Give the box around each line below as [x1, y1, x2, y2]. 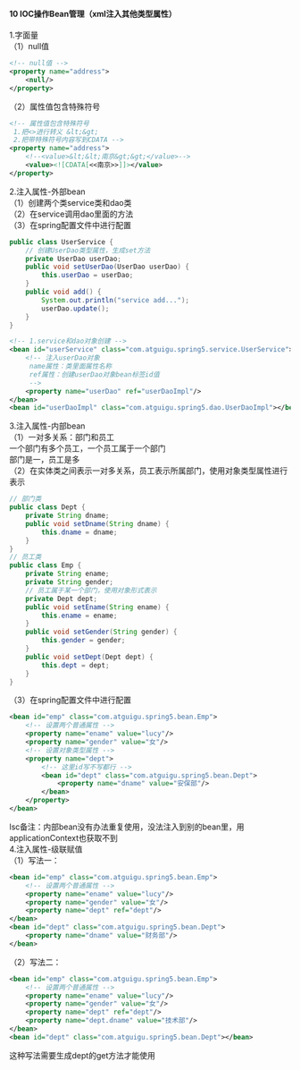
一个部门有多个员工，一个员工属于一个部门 [9, 443, 166, 454]
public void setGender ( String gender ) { [25, 627, 178, 637]
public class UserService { [9, 237, 114, 246]
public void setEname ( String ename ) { [25, 602, 170, 612]
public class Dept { [9, 503, 87, 512]
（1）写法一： [9, 854, 60, 865]
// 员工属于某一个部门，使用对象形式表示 [25, 586, 158, 595]
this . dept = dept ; [41, 660, 110, 670]
